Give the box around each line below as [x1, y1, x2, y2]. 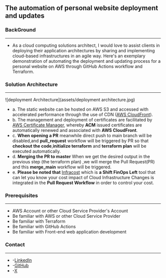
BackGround [5, 27, 36, 34]
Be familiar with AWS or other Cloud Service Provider [12, 213, 121, 219]
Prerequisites [5, 192, 38, 199]
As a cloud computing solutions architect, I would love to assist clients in [12, 42, 160, 48]
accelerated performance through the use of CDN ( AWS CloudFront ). [12, 111, 153, 118]
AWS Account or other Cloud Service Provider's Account [12, 208, 128, 214]
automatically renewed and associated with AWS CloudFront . [12, 127, 138, 133]
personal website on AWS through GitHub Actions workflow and [12, 63, 143, 69]
